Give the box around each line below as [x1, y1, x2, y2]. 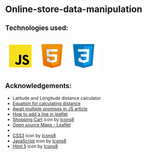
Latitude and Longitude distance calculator [12, 95, 101, 101]
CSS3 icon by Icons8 [12, 132, 56, 138]
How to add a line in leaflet [12, 111, 68, 117]
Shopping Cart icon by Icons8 [12, 116, 74, 122]
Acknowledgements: [5, 82, 72, 90]
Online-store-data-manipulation [5, 4, 142, 15]
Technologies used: [5, 24, 69, 32]
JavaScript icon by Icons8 [12, 137, 67, 144]
